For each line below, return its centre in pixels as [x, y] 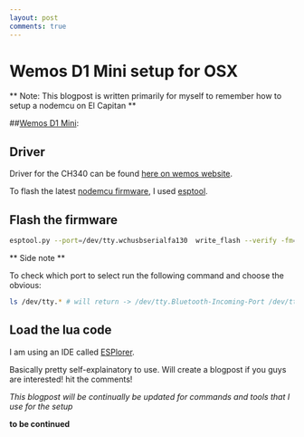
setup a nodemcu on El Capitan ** [73, 106]
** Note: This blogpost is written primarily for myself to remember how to [146, 96]
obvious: [26, 285]
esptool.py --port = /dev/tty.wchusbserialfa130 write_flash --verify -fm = [153, 241]
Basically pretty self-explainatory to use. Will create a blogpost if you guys [148, 369]
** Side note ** [38, 257]
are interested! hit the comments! [71, 379]
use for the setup [41, 406]
